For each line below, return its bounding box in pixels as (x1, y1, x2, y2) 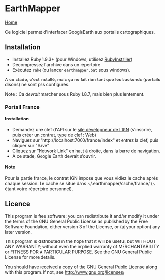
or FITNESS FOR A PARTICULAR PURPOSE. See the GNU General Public (5, 249, 152, 255)
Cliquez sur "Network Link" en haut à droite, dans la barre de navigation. (12, 148, 161, 154)
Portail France (5, 103, 40, 110)
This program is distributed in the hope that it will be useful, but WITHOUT (5, 238, 156, 244)
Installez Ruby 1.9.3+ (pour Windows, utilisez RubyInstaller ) (12, 56, 133, 62)
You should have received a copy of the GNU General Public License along (5, 264, 157, 270)
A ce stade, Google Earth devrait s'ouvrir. (12, 153, 96, 159)
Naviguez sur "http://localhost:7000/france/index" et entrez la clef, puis (12, 137, 159, 143)
